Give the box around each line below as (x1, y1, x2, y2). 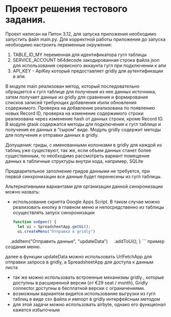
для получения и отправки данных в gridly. (5, 132, 99, 138)
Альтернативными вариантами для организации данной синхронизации (5, 183, 163, 189)
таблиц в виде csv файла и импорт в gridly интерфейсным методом (12, 296, 160, 302)
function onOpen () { (12, 219, 57, 225)
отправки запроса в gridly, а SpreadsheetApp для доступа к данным (5, 259, 154, 265)
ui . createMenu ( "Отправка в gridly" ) (17, 229, 95, 234)
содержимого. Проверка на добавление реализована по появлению (5, 105, 155, 111)
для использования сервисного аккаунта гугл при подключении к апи (12, 62, 166, 68)
